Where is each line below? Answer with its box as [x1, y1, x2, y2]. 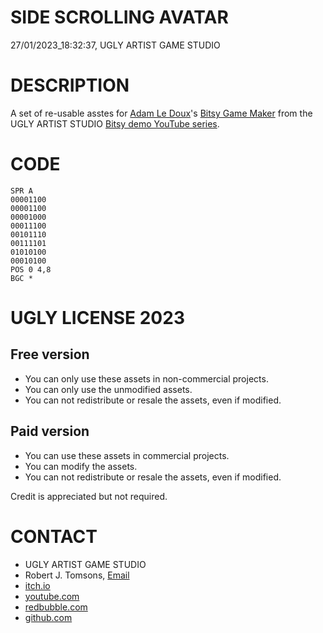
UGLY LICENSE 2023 [10, 307, 185, 329]
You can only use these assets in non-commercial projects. [24, 372, 269, 385]
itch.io [24, 579, 51, 591]
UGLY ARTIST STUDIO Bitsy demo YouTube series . [10, 117, 220, 130]
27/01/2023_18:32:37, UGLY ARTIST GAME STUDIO [10, 39, 221, 51]
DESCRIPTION [10, 74, 130, 97]
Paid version [10, 423, 90, 440]
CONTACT [10, 525, 98, 548]
